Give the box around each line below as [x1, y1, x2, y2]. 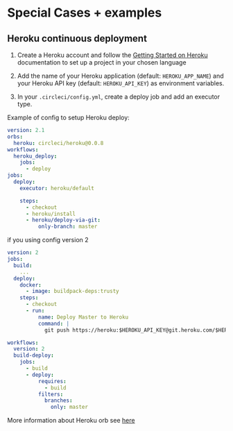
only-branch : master [37, 223, 98, 230]
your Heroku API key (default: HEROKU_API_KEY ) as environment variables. [17, 79, 225, 87]
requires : [37, 378, 67, 384]
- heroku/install [25, 210, 76, 217]
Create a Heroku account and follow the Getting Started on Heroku [17, 51, 208, 59]
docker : [19, 281, 42, 289]
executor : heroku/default [19, 185, 95, 192]
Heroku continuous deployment [7, 33, 148, 44]
